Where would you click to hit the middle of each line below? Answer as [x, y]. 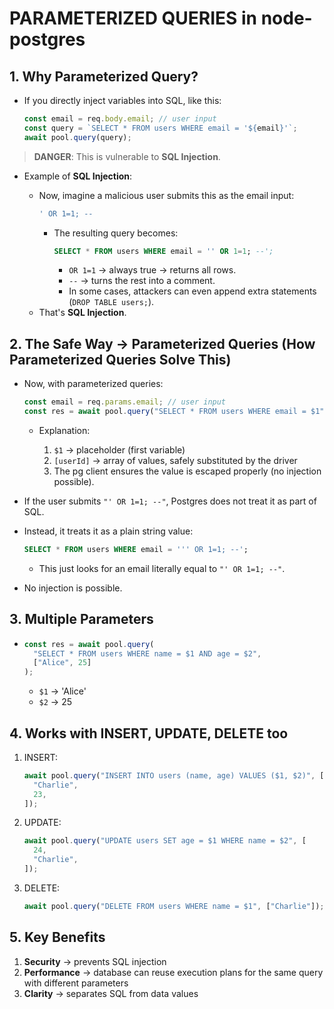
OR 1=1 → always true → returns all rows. [152, 270]
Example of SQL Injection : [78, 176]
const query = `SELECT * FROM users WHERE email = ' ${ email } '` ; [160, 128]
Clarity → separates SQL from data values [111, 993]
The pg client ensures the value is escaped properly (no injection [187, 471]
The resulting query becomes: [116, 233]
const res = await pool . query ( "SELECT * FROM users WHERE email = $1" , [176, 412]
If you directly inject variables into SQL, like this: [122, 100]
